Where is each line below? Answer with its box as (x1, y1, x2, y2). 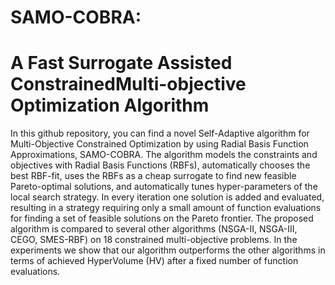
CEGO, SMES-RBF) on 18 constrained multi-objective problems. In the (10, 234, 298, 246)
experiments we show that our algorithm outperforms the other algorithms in (10, 244, 326, 256)
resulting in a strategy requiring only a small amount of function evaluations (10, 202, 322, 214)
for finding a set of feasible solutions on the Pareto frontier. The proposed (10, 212, 314, 225)
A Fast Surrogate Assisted (10, 52, 233, 75)
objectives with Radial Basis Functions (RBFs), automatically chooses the (10, 159, 311, 171)
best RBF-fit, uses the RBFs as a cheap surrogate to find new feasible (10, 170, 297, 182)
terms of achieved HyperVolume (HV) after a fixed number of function (10, 255, 299, 267)
